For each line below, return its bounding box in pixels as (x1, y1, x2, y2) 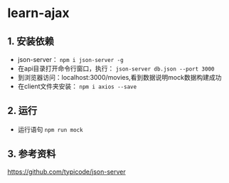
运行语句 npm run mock (17, 125, 83, 133)
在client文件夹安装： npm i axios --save (17, 82, 137, 90)
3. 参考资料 (7, 148, 56, 160)
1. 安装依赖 (7, 35, 55, 47)
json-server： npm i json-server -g (17, 56, 124, 63)
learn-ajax (7, 5, 70, 21)
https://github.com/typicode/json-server (7, 167, 126, 176)
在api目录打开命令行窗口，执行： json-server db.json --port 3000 (17, 64, 215, 73)
